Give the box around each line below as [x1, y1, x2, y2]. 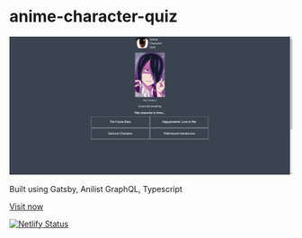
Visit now [9, 200, 44, 212]
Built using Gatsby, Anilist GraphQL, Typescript [9, 183, 182, 194]
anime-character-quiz [9, 6, 178, 27]
